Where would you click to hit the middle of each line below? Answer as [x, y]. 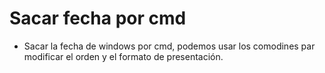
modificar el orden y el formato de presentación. [123, 56]
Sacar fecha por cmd [98, 18]
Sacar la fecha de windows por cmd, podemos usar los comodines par [169, 46]
